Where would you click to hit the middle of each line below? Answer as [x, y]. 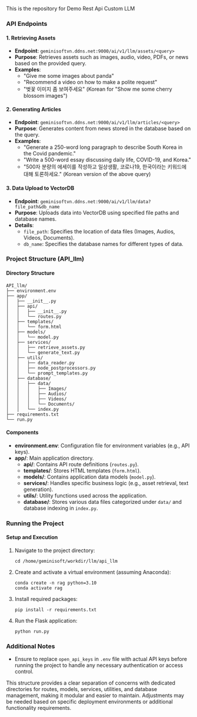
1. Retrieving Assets [31, 38]
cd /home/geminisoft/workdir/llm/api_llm [66, 561]
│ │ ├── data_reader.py [41, 363]
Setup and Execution [32, 537]
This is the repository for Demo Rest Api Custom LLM [71, 9]
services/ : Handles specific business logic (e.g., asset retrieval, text [106, 483]
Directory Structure [30, 273]
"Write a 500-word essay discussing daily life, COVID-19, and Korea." [107, 160]
